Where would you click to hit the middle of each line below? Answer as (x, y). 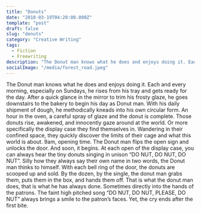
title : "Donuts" (26, 12)
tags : (13, 46)
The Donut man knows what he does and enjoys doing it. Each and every (96, 85)
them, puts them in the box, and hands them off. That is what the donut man (100, 180)
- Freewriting (29, 56)
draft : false (22, 28)
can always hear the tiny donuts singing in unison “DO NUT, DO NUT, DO (96, 155)
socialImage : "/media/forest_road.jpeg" (57, 67)
